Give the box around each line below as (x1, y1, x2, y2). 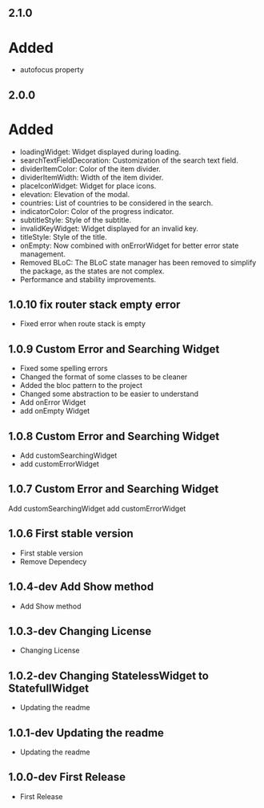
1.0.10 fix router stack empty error (8, 298, 181, 312)
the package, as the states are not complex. (19, 266, 165, 276)
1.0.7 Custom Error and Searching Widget (8, 483, 219, 496)
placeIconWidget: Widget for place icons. (19, 180, 157, 191)
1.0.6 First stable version (8, 527, 134, 540)
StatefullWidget (8, 681, 90, 695)
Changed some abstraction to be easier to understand (19, 389, 198, 399)
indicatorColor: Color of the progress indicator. (19, 206, 174, 216)
